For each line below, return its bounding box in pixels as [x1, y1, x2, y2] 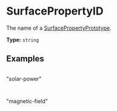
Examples [6, 53, 44, 64]
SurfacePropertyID [6, 4, 104, 18]
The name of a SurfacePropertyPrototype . [6, 24, 112, 32]
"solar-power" [6, 75, 42, 82]
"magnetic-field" [6, 97, 48, 104]
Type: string [6, 36, 39, 43]
